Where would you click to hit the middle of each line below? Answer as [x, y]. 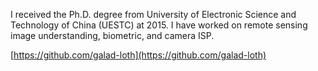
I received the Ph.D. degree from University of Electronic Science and [153, 14]
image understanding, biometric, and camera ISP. [112, 35]
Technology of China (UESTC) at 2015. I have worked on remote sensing [159, 25]
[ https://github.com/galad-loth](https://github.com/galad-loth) [138, 55]
